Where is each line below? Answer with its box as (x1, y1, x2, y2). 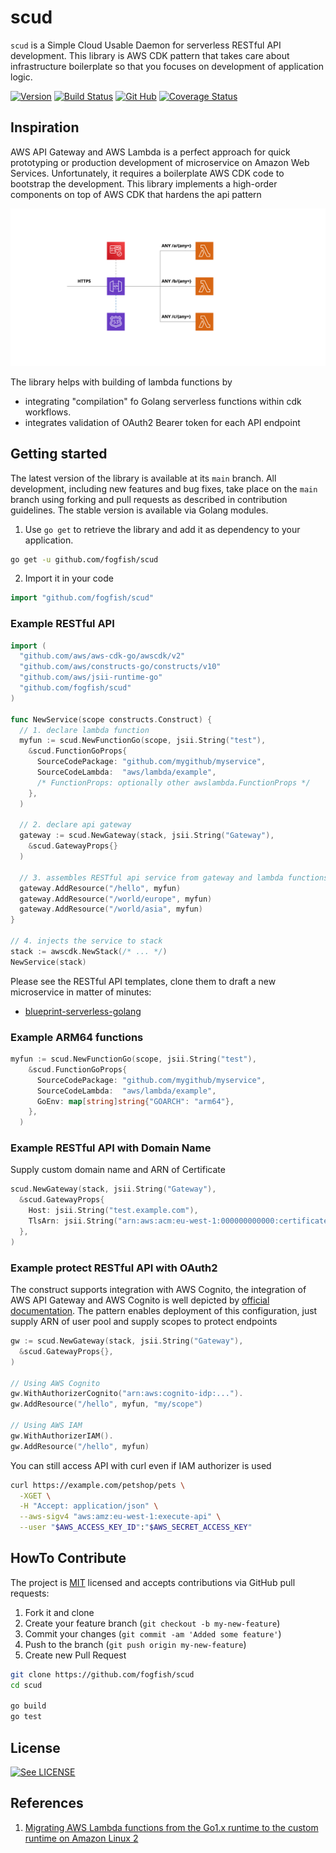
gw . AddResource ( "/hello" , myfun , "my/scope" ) (10, 1399, 203, 1410)
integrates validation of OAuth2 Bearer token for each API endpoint (24, 416, 301, 428)
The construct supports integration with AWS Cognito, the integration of (10, 1284, 307, 1295)
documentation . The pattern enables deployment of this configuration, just (10, 1305, 318, 1316)
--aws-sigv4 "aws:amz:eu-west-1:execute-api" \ (19, 1512, 222, 1522)
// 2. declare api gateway (19, 820, 132, 830)
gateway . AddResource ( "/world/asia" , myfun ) (19, 904, 203, 915)
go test (10, 1712, 43, 1722)
